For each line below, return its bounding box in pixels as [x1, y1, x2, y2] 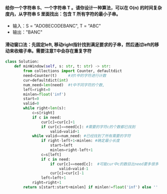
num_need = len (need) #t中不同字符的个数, [23, 82, 105, 87]
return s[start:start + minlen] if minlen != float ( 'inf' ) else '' [23, 185, 158, 190]
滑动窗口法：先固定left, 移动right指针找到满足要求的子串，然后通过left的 [5, 41, 155, 47]
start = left [50, 143, 73, 148]
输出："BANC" [12, 29, 43, 35]
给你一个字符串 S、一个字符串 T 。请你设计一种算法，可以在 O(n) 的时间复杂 [5, 4, 162, 10]
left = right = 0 [23, 87, 51, 92]
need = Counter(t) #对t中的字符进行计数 [23, 73, 106, 78]
